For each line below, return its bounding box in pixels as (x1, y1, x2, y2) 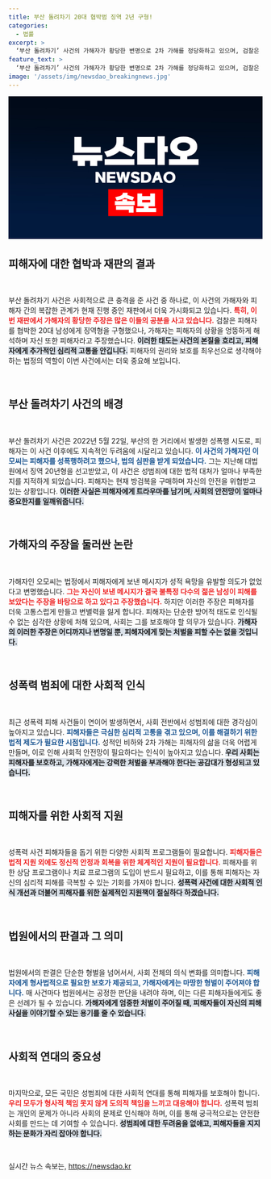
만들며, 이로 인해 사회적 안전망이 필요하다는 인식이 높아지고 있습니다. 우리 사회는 (8, 747, 260, 757)
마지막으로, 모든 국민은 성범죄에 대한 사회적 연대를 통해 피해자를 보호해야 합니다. (8, 1088, 261, 1098)
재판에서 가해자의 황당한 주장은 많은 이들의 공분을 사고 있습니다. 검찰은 (16, 315, 236, 326)
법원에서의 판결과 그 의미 (8, 929, 123, 943)
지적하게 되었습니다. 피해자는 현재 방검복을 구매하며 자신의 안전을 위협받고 (23, 476, 256, 485)
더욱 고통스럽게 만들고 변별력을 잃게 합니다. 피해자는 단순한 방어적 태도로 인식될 (8, 606, 258, 616)
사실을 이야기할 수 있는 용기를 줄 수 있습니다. (8, 1008, 147, 1018)
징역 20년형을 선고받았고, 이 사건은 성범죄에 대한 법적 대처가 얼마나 (29, 466, 241, 476)
